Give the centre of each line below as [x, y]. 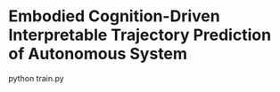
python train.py [36, 78]
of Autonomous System [98, 54]
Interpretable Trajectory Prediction [140, 35]
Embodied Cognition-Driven [114, 16]
